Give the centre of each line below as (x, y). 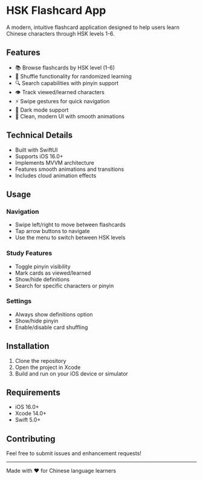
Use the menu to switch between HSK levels (70, 238)
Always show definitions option (54, 314)
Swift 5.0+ (28, 420)
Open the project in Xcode (48, 367)
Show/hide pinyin (37, 321)
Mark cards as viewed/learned (53, 273)
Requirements (33, 393)
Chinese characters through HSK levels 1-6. (60, 33)
